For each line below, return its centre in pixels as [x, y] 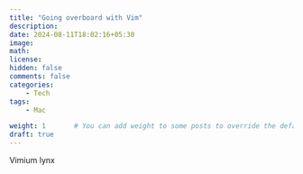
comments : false [40, 77]
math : [19, 51]
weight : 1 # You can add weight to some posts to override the [143, 126]
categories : [32, 85]
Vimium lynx [32, 160]
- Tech [38, 93]
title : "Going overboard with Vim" [76, 18]
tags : [19, 101]
